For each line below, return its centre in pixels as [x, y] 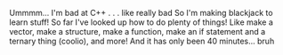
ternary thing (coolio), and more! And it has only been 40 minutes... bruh [142, 41]
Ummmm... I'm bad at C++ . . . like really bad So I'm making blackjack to [141, 13]
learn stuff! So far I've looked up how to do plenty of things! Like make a [141, 22]
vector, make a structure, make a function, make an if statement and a [137, 31]
